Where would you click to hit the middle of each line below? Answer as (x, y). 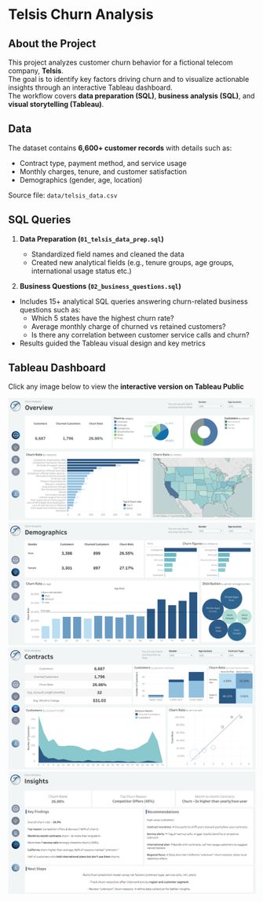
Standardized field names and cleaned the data (108, 254)
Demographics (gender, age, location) (81, 179)
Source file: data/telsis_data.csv (63, 195)
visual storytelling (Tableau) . (56, 104)
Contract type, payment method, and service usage (103, 163)
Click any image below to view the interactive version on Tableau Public (126, 386)
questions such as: (50, 309)
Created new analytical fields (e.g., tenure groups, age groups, (132, 262)
